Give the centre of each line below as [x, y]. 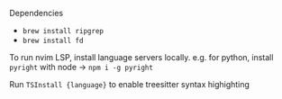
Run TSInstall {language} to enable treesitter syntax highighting [130, 84]
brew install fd [53, 40]
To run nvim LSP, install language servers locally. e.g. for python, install [141, 57]
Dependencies [36, 13]
